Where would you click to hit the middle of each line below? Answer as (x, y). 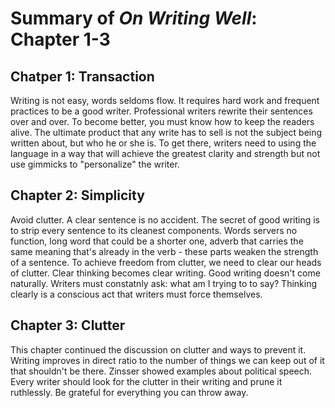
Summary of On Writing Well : (134, 18)
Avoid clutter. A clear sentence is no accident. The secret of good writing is (165, 219)
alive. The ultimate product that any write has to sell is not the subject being (166, 132)
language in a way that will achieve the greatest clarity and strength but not (165, 153)
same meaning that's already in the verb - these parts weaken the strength (164, 251)
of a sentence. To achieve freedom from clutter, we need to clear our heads (166, 262)
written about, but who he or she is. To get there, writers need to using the (163, 143)
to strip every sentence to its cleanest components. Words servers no (154, 230)
